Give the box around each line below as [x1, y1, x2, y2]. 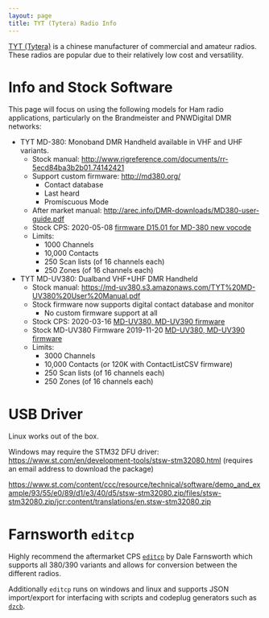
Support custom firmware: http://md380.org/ [31, 171, 181, 181]
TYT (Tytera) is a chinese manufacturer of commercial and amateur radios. [8, 41, 257, 51]
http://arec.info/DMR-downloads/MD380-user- [103, 206, 260, 216]
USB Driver [8, 405, 83, 423]
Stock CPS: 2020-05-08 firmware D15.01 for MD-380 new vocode [31, 223, 252, 233]
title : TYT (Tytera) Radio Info [8, 19, 117, 27]
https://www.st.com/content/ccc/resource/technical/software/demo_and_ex [8, 480, 261, 489]
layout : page [8, 11, 52, 20]
